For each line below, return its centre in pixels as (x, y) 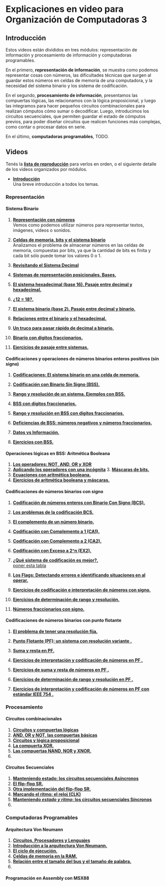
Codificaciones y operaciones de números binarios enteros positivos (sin (83, 359)
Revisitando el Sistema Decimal (46, 265)
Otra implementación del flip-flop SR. (52, 789)
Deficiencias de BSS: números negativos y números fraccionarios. (82, 423)
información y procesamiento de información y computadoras (68, 55)
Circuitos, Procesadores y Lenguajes (51, 840)
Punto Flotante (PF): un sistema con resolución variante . (72, 641)
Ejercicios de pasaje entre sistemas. (51, 347)
